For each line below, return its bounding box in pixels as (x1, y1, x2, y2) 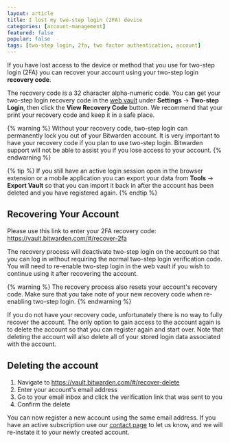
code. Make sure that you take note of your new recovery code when (7, 290, 203, 298)
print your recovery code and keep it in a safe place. (7, 111, 155, 119)
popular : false (7, 36, 51, 43)
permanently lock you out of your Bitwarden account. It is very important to (7, 131, 220, 140)
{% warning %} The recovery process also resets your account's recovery (7, 283, 218, 291)
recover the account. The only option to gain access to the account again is (7, 318, 221, 326)
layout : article (7, 10, 54, 17)
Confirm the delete (16, 400, 71, 408)
